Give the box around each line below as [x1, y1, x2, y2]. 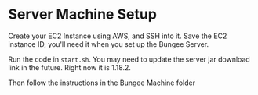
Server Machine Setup [8, 5, 157, 23]
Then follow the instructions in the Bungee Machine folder [8, 78, 196, 87]
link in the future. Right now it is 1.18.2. [8, 62, 132, 72]
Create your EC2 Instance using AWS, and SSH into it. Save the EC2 [8, 31, 227, 40]
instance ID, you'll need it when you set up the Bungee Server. [8, 39, 209, 48]
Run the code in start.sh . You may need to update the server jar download [8, 55, 251, 64]
